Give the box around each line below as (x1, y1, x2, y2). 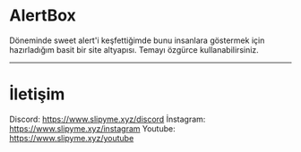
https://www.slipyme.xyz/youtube (9, 132, 134, 143)
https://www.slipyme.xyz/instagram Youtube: (9, 122, 176, 134)
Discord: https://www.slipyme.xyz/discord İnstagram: (9, 114, 206, 124)
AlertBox (9, 5, 76, 26)
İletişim (9, 84, 65, 105)
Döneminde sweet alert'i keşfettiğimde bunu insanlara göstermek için (9, 35, 265, 46)
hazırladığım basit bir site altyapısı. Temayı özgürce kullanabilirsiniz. (9, 44, 260, 55)
